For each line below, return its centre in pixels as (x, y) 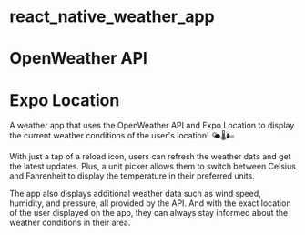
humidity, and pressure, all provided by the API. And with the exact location (150, 203)
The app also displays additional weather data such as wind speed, (135, 194)
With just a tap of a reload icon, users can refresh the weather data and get (150, 157)
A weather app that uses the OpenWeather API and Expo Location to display (152, 126)
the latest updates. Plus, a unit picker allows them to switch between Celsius (152, 167)
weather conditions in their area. (70, 223)
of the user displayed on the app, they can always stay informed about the (149, 213)
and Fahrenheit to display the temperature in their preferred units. (132, 176)
